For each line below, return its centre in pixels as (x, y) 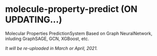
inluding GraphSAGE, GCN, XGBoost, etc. (47, 39)
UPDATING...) (34, 20)
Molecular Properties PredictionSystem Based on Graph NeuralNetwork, (79, 33)
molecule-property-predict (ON (71, 9)
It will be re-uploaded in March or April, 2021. (52, 48)
